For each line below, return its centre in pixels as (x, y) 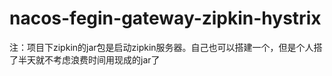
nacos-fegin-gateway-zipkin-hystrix (165, 18)
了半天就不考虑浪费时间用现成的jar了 (85, 59)
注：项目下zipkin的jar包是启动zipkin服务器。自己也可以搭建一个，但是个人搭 (166, 47)
